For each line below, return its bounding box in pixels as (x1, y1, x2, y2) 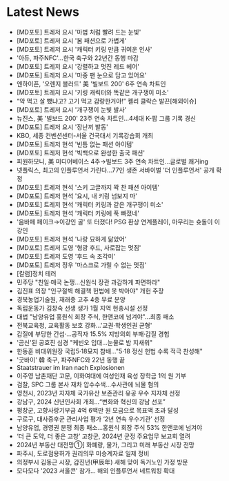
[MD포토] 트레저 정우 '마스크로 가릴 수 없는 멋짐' (16, 260, 147, 269)
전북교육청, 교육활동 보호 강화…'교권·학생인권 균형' (16, 321, 152, 329)
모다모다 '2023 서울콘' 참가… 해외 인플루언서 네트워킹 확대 (16, 467, 175, 475)
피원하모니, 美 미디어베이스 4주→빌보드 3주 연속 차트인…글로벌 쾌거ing (16, 157, 208, 166)
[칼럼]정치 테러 (16, 269, 57, 277)
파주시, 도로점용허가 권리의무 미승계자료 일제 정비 (16, 449, 150, 458)
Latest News (6, 4, 80, 20)
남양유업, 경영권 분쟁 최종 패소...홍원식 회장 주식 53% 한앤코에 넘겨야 (16, 423, 203, 431)
